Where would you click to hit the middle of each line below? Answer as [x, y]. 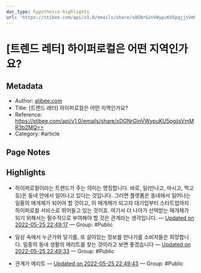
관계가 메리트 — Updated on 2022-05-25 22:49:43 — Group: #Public [99, 263]
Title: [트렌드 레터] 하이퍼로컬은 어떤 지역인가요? [71, 108]
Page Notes [28, 152]
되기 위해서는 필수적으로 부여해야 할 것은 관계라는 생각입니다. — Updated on [104, 218]
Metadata [25, 87]
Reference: [28, 114]
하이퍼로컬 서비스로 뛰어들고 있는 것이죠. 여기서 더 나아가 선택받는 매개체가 [102, 210]
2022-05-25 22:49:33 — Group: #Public [65, 251]
